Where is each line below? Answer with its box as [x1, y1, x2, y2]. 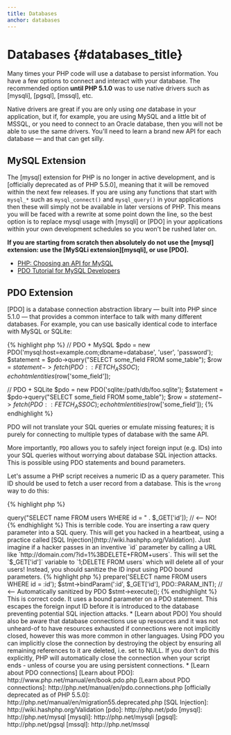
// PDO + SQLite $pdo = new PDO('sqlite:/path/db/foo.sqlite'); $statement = [7, 385, 223, 393]
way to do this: [7, 486, 50, 495]
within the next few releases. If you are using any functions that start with [7, 188, 217, 197]
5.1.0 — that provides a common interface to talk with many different [7, 313, 203, 321]
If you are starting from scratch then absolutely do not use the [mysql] [7, 238, 214, 247]
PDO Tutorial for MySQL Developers [17, 267, 121, 275]
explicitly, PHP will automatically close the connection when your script [7, 654, 210, 662]
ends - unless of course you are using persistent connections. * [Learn [7, 661, 210, 669]
